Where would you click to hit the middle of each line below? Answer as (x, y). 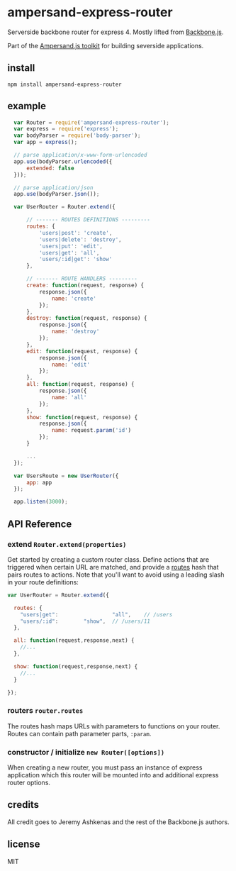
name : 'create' (74, 299)
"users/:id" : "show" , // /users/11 (85, 621)
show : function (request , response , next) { (76, 666)
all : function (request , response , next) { (74, 640)
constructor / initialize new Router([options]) (86, 752)
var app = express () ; (46, 143)
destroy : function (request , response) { (86, 318)
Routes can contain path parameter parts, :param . (79, 733)
